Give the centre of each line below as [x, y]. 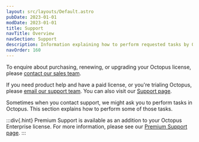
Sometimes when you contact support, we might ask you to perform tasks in [99, 102]
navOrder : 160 [24, 50]
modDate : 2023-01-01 [32, 22]
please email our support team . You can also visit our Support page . [89, 91]
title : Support [25, 28]
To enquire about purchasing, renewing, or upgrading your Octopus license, [99, 67]
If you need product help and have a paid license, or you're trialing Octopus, [99, 85]
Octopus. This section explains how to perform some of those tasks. [89, 109]
